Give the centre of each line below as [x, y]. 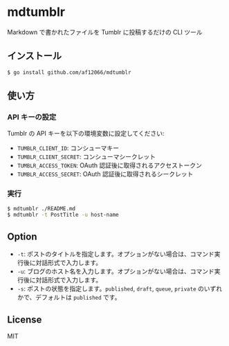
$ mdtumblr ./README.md [42, 208]
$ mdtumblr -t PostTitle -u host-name [63, 215]
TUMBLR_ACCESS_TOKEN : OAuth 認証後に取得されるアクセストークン [110, 165]
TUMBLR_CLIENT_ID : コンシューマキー [68, 148]
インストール [35, 56]
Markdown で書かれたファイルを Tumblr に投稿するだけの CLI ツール [105, 32]
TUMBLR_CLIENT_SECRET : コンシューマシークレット [86, 157]
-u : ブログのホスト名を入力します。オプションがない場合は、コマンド [116, 271]
